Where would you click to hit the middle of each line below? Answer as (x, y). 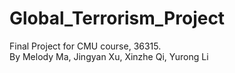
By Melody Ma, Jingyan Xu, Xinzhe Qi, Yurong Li (109, 56)
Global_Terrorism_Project (117, 18)
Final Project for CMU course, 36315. (85, 46)
